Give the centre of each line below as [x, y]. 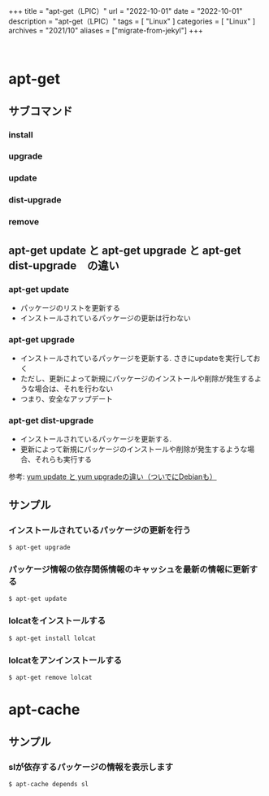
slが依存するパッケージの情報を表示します [91, 767]
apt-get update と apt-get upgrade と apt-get [125, 250]
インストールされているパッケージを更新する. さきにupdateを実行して [137, 359]
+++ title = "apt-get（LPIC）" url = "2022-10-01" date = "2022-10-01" [126, 11]
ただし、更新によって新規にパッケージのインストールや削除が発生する [137, 379]
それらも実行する [63, 459]
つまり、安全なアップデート [67, 399]
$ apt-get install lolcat [52, 638]
